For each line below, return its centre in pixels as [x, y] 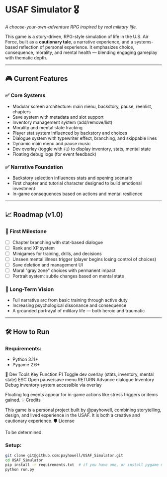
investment [24, 188]
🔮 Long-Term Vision [30, 289]
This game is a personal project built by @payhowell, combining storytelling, [83, 410]
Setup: [13, 445]
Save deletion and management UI [48, 264]
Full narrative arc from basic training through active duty [70, 300]
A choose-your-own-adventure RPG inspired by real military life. [71, 27]
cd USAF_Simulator [24, 460]
